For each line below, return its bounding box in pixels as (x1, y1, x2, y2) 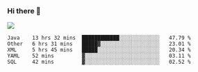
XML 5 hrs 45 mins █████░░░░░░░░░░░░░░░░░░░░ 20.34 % (7, 47, 191, 53)
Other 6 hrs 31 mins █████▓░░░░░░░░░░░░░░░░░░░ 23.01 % (7, 40, 191, 47)
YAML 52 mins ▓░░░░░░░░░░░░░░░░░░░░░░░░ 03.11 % (7, 53, 191, 60)
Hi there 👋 (7, 6, 42, 16)
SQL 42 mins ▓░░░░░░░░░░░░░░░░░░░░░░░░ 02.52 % (7, 58, 191, 66)
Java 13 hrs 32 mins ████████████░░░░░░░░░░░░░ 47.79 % (7, 34, 191, 42)
